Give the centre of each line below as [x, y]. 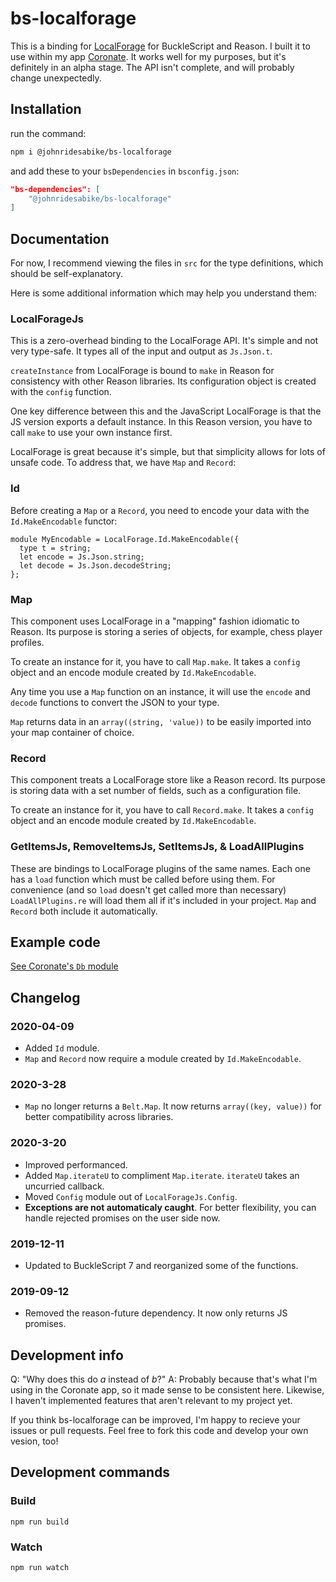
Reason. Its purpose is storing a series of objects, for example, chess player [166, 631]
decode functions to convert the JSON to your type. [115, 702]
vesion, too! [34, 1441]
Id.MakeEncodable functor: [64, 521]
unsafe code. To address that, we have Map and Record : [123, 463]
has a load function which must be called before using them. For [143, 879]
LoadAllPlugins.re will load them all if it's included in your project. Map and [163, 900]
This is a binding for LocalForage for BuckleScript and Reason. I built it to [160, 46]
